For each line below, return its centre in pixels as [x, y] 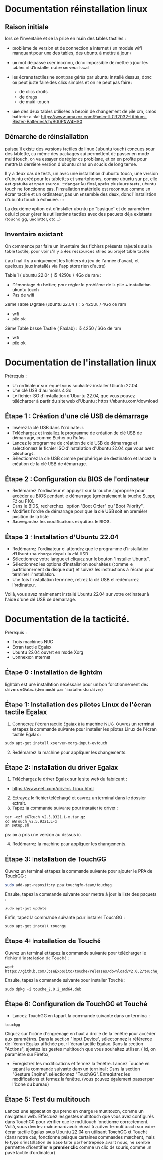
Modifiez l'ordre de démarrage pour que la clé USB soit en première [80, 511]
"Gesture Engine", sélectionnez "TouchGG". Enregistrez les [71, 1074]
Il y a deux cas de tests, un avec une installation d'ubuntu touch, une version [81, 173]
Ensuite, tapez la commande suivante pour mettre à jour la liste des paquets [81, 894]
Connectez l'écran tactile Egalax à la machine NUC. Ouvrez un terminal [83, 724]
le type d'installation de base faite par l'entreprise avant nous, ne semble [78, 1142]
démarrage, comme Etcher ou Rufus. [49, 438]
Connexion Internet [31, 657]
